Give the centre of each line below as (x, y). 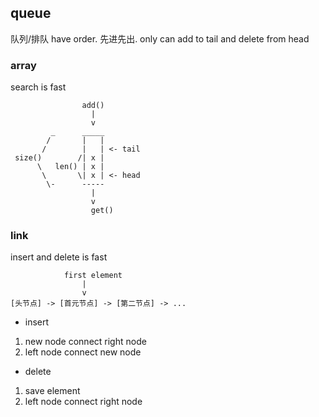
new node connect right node (85, 342)
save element (52, 391)
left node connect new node (83, 352)
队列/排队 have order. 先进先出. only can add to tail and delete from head (160, 38)
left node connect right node (83, 402)
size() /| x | (59, 158)
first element (93, 276)
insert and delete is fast (59, 257)
